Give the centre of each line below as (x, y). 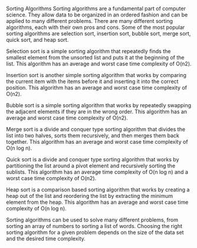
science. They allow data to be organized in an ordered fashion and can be (97, 15)
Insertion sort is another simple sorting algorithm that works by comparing (96, 75)
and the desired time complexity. (46, 239)
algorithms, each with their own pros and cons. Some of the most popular (96, 27)
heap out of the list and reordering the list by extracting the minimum (89, 196)
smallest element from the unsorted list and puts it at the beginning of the (95, 57)
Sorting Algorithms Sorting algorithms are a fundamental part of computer (96, 9)
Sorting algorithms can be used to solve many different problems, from (92, 220)
